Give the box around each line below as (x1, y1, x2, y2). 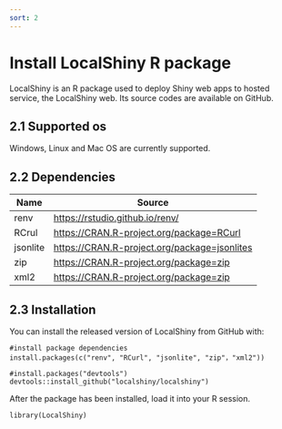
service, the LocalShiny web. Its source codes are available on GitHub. (9, 92, 275, 103)
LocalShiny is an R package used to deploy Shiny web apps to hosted (9, 83, 270, 94)
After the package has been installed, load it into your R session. (9, 393, 251, 403)
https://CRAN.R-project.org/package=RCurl (53, 227, 241, 240)
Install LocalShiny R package (9, 52, 232, 73)
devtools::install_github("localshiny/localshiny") (9, 377, 209, 386)
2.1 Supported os (9, 118, 107, 134)
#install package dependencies (9, 343, 128, 352)
